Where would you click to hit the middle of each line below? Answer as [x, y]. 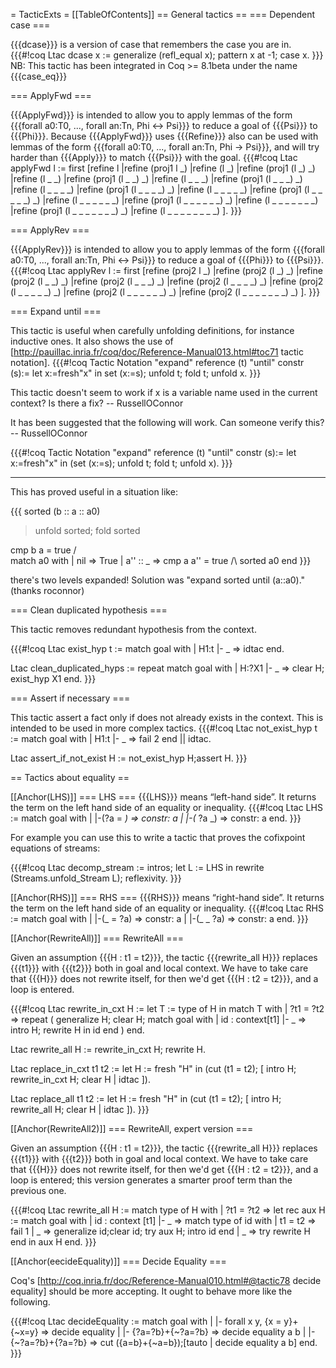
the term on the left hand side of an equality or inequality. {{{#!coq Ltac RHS [167, 908]
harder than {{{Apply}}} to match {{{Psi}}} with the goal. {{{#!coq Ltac [154, 157]
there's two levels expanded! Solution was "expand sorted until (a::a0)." [158, 580]
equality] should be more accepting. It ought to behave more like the [151, 1291]
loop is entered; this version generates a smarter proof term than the [151, 1180]
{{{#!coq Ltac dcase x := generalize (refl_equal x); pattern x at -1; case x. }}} [167, 55]
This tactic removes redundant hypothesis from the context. [133, 629]
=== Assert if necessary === [70, 698]
